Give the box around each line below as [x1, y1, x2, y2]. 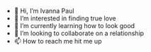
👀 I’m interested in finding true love [13, 14, 116, 22]
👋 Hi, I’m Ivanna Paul [13, 7, 74, 15]
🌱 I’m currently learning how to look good [13, 22, 135, 30]
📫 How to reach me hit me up [13, 37, 102, 45]
